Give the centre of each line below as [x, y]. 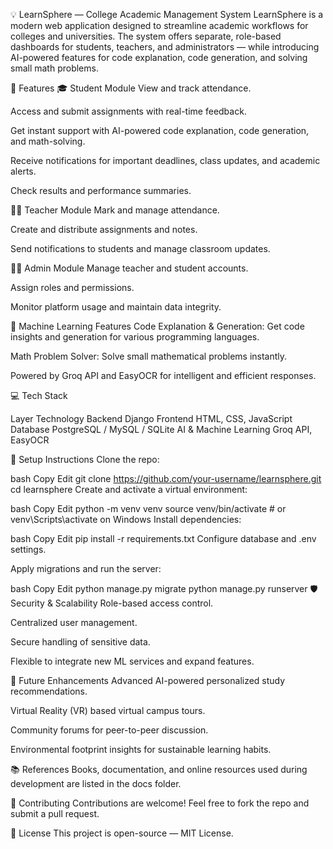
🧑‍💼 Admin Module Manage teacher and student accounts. [129, 268]
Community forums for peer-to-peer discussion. [109, 730]
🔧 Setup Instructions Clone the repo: [85, 459]
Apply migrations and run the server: [86, 568]
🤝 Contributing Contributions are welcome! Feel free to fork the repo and [160, 803]
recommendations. [49, 691]
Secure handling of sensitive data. [80, 642]
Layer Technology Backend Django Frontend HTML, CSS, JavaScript [151, 418]
